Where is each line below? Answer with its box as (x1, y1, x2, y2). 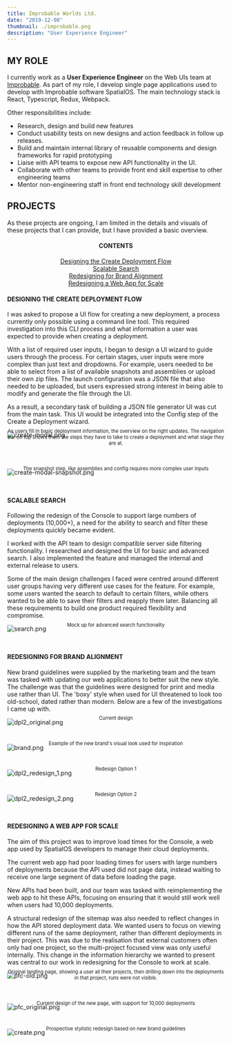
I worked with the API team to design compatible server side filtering (7, 539, 202, 548)
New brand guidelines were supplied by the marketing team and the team (7, 668, 216, 676)
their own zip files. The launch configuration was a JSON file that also (7, 375, 205, 383)
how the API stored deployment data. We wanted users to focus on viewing (7, 921, 221, 929)
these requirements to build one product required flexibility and (7, 604, 187, 612)
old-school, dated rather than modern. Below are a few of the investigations (7, 697, 223, 705)
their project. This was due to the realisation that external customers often (7, 935, 217, 944)
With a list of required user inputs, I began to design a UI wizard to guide (7, 345, 213, 354)
